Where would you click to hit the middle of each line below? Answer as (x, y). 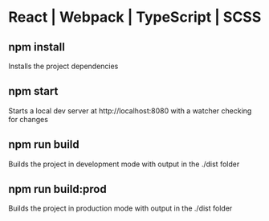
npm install (37, 47)
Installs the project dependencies (63, 66)
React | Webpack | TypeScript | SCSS (135, 17)
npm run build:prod (57, 189)
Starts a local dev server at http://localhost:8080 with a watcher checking (130, 110)
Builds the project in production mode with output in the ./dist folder (120, 208)
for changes (28, 119)
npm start (33, 91)
